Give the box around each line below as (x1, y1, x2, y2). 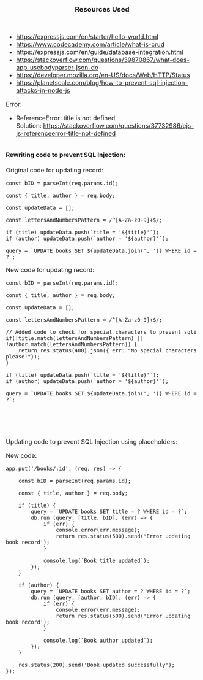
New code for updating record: (6, 266, 95, 274)
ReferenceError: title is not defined (16, 114, 116, 122)
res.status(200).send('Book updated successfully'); (18, 662, 175, 668)
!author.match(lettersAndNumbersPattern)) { (6, 341, 138, 347)
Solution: (16, 122, 42, 129)
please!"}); (6, 354, 41, 360)
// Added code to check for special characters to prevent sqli (6, 329, 197, 335)
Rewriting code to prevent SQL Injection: (6, 151, 126, 159)
